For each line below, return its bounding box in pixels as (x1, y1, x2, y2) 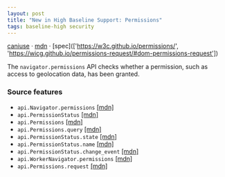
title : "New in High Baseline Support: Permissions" (7, 17, 163, 24)
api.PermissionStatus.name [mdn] (17, 140, 114, 148)
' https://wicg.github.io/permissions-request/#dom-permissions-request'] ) (7, 49, 219, 57)
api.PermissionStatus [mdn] (17, 110, 99, 118)
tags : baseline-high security (7, 23, 95, 30)
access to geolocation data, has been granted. (7, 70, 140, 78)
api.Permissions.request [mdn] (17, 162, 108, 170)
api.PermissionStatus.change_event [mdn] (17, 147, 139, 156)
